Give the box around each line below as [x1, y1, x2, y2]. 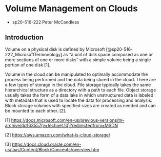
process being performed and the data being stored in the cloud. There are [5, 76, 156, 82]
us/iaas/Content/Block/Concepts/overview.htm [5, 146, 99, 152]
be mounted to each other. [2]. [5, 108, 67, 113]
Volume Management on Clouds [5, 3, 138, 14]
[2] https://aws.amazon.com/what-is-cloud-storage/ [5, 132, 111, 137]
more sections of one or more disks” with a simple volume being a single [5, 57, 151, 63]
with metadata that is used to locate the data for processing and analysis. [5, 97, 153, 103]
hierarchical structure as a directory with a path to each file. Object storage [5, 87, 156, 93]
